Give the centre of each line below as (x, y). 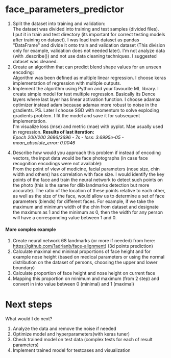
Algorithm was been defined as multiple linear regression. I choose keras (89, 78)
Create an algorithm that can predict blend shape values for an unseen (87, 67)
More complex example (31, 229)
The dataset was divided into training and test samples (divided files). (86, 29)
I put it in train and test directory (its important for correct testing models (89, 34)
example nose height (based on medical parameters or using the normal (89, 257)
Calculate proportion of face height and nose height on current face (84, 273)
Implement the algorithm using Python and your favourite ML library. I (86, 88)
